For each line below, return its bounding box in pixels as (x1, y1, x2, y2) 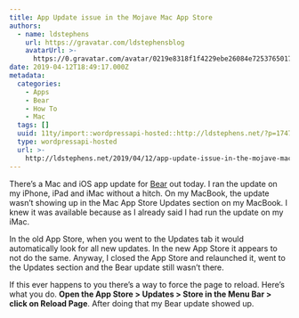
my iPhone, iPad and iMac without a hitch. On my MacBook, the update (9, 188, 270, 199)
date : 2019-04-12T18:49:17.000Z (9, 63, 129, 72)
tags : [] (17, 121, 50, 130)
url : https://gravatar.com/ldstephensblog (25, 37, 185, 47)
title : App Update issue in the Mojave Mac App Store (9, 12, 214, 22)
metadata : (9, 71, 46, 80)
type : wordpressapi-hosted (17, 137, 117, 146)
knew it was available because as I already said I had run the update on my (9, 207, 284, 217)
